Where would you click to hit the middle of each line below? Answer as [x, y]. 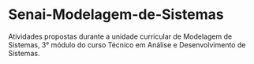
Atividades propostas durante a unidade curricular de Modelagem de [120, 36]
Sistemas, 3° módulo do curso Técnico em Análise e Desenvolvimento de [127, 44]
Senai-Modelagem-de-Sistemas [116, 15]
